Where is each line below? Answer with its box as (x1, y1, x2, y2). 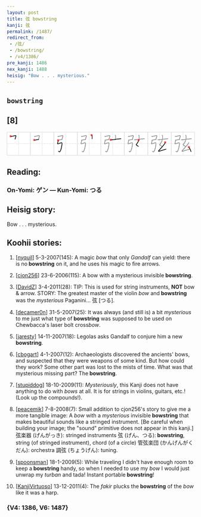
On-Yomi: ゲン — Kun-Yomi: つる (7, 185, 102, 194)
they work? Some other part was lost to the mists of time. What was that (15, 363, 193, 370)
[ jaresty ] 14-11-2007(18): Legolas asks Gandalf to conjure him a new (15, 333, 183, 340)
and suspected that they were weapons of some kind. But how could (15, 357, 184, 364)
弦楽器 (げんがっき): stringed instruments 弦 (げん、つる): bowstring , (15, 431, 185, 438)
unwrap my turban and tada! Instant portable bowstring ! (15, 471, 154, 478)
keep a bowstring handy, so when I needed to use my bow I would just (15, 465, 190, 472)
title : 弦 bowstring (7, 16, 57, 22)
